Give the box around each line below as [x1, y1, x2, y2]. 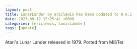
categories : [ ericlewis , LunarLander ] [5, 21, 85, 26]
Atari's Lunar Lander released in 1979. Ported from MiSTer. [5, 39, 125, 45]
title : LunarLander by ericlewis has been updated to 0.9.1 [5, 12, 133, 17]
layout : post [5, 7, 32, 12]
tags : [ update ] [5, 26, 37, 31]
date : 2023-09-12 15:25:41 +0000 [5, 16, 74, 21]
